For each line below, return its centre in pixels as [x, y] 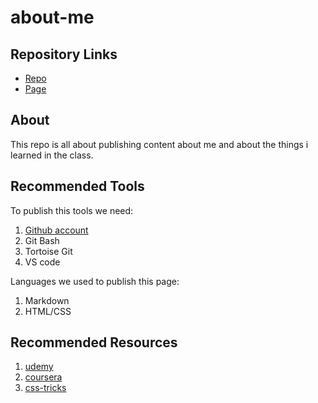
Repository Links [64, 54]
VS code [42, 262]
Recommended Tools [77, 186]
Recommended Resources [94, 342]
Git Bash [42, 240]
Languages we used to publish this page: [95, 281]
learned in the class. [52, 155]
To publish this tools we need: [72, 210]
